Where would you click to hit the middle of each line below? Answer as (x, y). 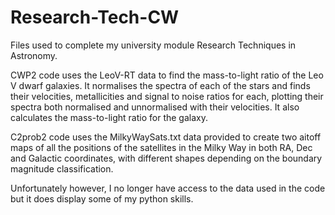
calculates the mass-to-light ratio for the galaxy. (109, 117)
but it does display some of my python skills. (102, 198)
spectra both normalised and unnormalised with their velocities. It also (155, 107)
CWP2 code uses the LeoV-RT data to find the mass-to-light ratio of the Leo (167, 75)
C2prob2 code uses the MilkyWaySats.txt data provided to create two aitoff (166, 137)
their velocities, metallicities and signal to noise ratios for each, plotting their (167, 96)
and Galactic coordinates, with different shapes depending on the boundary (166, 158)
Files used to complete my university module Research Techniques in (153, 45)
